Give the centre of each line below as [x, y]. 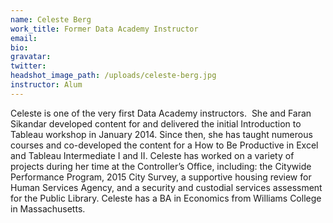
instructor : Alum [46, 85]
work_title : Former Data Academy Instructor [104, 29]
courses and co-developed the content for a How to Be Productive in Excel [164, 145]
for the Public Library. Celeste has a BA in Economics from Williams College [166, 198]
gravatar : [31, 57]
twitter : [28, 66]
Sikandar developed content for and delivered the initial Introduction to [156, 123]
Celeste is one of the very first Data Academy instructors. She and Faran [161, 113]
